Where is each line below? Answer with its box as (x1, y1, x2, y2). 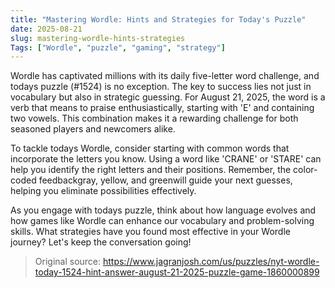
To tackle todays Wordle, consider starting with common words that (10, 142, 290, 155)
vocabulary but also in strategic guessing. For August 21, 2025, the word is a (10, 91, 326, 103)
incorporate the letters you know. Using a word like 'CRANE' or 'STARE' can (10, 153, 322, 165)
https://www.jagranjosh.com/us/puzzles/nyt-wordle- (102, 256, 320, 268)
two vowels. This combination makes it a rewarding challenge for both (10, 112, 299, 125)
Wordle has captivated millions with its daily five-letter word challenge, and (10, 70, 320, 82)
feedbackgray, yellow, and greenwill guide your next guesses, (38, 174, 293, 186)
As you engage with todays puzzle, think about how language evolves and (10, 204, 317, 216)
